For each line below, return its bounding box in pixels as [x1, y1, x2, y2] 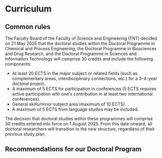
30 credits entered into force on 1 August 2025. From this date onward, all [5, 121, 152, 127]
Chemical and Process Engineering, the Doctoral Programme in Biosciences [5, 46, 157, 51]
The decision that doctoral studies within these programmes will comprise [5, 116, 153, 121]
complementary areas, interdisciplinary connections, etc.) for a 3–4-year [12, 76, 158, 81]
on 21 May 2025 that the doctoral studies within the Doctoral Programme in [5, 41, 155, 46]
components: [5, 61, 32, 67]
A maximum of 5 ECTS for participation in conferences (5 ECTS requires [12, 86, 157, 91]
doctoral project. [12, 81, 46, 86]
